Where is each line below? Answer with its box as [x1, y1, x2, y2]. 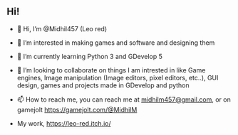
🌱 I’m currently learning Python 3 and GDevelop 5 [16, 52, 163, 60]
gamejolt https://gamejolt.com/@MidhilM [16, 105, 138, 114]
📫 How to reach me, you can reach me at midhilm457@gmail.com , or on [16, 95, 231, 104]
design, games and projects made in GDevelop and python [16, 81, 190, 90]
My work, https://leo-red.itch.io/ [16, 119, 111, 127]
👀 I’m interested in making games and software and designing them [16, 38, 215, 47]
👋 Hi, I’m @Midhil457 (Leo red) [16, 24, 108, 33]
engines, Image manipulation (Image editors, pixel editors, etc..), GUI [16, 73, 219, 82]
